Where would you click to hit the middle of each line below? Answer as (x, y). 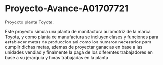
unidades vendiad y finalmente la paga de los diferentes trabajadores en (79, 52)
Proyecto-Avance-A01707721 (67, 9)
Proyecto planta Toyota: (29, 22)
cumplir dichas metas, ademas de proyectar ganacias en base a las (74, 47)
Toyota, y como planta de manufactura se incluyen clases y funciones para (82, 37)
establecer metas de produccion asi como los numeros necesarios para (78, 42)
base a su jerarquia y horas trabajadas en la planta (56, 57)
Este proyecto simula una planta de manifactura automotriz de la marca (78, 31)
